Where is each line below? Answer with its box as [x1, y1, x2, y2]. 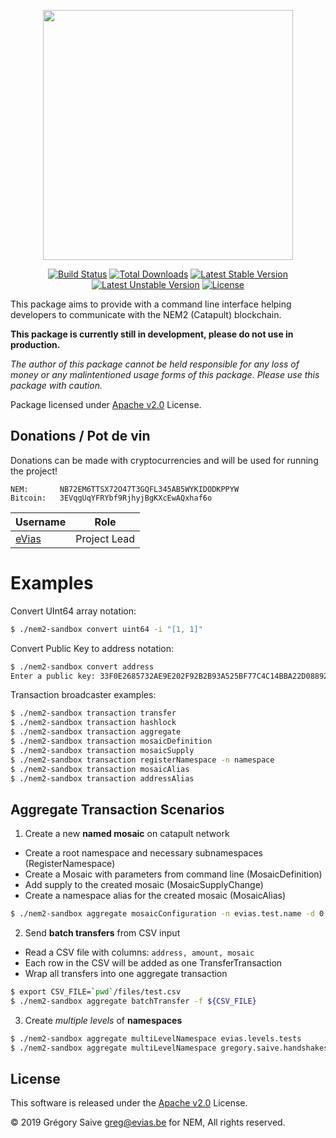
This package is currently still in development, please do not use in [10, 328, 294, 340]
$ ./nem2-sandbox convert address [10, 661, 155, 672]
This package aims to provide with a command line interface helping [10, 298, 292, 310]
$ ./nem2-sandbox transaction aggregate [10, 727, 182, 737]
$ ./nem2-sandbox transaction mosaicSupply [10, 745, 195, 755]
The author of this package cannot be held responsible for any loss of [10, 358, 300, 370]
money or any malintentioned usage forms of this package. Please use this [10, 369, 320, 380]
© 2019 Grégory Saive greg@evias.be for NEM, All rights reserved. [10, 1116, 286, 1129]
